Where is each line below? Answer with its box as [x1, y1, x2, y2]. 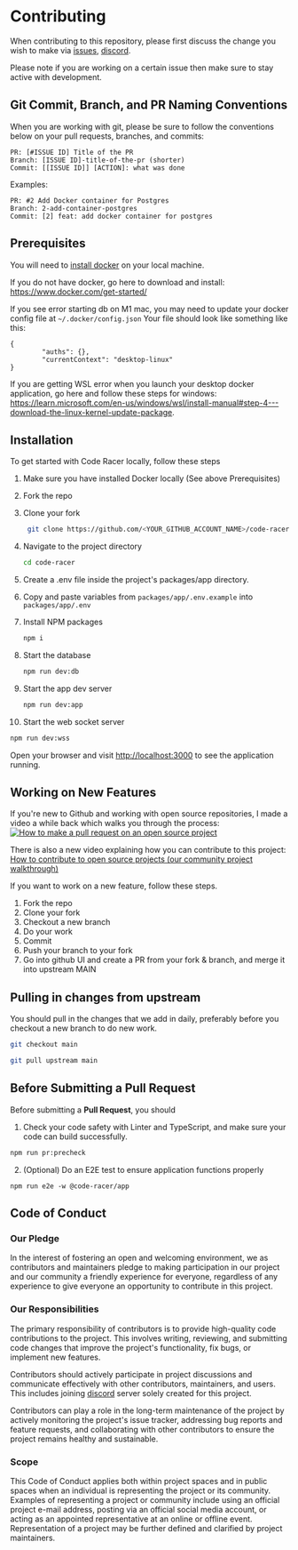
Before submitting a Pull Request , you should [10, 1104, 176, 1115]
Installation [10, 432, 74, 447]
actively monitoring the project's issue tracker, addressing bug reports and [10, 1414, 283, 1425]
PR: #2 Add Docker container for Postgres [10, 196, 169, 205]
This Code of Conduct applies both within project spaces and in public [10, 1475, 268, 1486]
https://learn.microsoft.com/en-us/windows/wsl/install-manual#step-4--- [10, 398, 279, 408]
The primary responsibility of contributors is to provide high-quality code [10, 1323, 277, 1334]
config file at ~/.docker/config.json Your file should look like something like [10, 313, 288, 324]
